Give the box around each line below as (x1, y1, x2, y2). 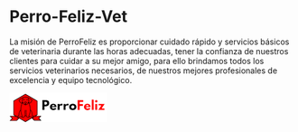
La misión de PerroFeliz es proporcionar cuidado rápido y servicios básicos (9, 36, 290, 47)
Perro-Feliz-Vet (9, 6, 128, 27)
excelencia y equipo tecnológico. (9, 74, 133, 85)
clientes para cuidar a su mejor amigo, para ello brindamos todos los (9, 55, 265, 66)
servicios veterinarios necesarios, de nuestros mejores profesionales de (9, 65, 278, 76)
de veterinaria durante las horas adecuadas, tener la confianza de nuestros (9, 45, 289, 56)
